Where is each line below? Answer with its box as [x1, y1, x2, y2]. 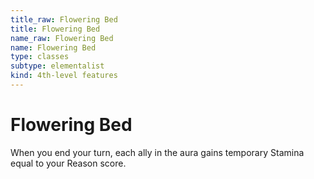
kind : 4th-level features [10, 71, 118, 81]
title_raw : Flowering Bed [10, 14, 118, 25]
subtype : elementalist [10, 61, 105, 71]
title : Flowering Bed [10, 24, 101, 34]
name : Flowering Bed [10, 42, 97, 53]
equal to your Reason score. [10, 157, 127, 169]
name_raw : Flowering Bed [10, 33, 114, 43]
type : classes [10, 52, 70, 62]
